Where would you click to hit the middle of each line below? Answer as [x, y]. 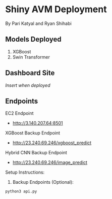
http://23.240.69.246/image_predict [50, 162]
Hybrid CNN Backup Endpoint [36, 153]
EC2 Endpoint [19, 113]
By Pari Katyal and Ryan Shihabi [38, 23]
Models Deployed [33, 39]
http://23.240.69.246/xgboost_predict [52, 143]
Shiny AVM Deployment [56, 9]
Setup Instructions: [25, 172]
